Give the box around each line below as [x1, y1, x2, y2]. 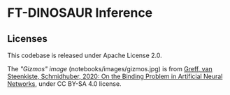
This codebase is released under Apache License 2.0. [7, 51, 162, 59]
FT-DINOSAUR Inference [7, 5, 153, 21]
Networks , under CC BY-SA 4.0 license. [7, 80, 122, 88]
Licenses [7, 33, 48, 45]
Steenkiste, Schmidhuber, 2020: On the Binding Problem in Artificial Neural [7, 72, 223, 80]
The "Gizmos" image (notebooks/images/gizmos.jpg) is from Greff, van [7, 65, 213, 73]
